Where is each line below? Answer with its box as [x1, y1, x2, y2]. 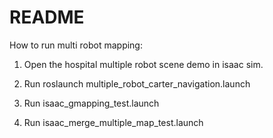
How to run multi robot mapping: [9, 39, 143, 51]
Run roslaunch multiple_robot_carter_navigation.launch [23, 77, 251, 90]
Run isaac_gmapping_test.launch [23, 97, 160, 109]
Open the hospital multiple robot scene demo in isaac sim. [23, 58, 264, 70]
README [9, 6, 85, 29]
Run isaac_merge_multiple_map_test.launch [23, 116, 204, 128]
